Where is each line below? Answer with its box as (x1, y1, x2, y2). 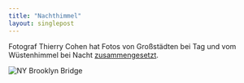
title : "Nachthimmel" (8, 11, 82, 20)
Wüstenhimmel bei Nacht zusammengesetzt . (8, 50, 159, 60)
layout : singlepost (8, 19, 75, 27)
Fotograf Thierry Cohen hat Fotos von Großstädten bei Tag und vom (8, 41, 237, 51)
